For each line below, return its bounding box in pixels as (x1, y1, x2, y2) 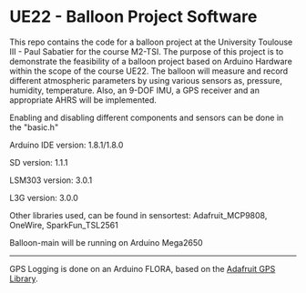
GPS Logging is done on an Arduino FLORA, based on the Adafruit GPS (9, 263, 276, 274)
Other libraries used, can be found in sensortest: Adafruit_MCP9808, (9, 209, 268, 220)
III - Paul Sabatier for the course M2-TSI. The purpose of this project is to (9, 45, 284, 56)
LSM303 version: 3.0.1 (9, 175, 93, 186)
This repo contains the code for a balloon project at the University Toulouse (9, 36, 293, 47)
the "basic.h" (9, 121, 59, 133)
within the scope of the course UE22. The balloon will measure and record (9, 66, 289, 76)
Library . (9, 273, 38, 284)
